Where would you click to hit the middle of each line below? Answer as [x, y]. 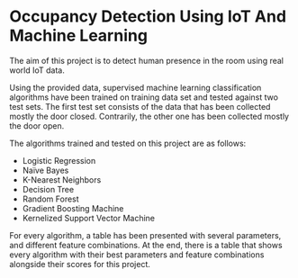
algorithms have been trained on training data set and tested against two [144, 97]
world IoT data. [37, 70]
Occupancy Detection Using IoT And [148, 17]
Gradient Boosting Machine [73, 208]
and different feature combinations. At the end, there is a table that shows [146, 245]
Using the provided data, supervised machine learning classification [135, 87]
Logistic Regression [59, 160]
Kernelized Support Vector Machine [89, 218]
